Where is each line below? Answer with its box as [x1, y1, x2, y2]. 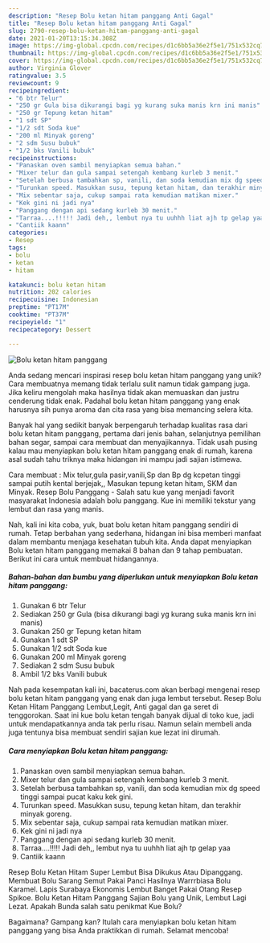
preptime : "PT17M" [8, 303, 70, 311]
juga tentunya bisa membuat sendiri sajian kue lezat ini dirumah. [8, 727, 221, 737]
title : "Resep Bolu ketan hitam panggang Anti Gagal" [8, 19, 193, 27]
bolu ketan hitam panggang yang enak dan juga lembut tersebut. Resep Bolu [8, 694, 262, 703]
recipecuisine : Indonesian [8, 295, 99, 304]
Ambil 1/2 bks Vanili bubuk [19, 669, 108, 679]
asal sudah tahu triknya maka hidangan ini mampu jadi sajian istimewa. [8, 454, 243, 463]
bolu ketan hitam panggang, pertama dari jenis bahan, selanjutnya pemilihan [8, 428, 261, 439]
